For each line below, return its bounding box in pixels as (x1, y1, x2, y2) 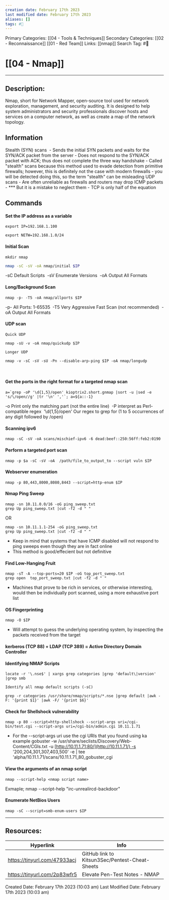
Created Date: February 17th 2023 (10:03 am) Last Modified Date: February (5, 883, 161, 890)
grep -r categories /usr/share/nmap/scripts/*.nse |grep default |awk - (5, 693, 161, 699)
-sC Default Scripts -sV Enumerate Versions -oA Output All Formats (5, 273, 147, 279)
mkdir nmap (5, 254, 28, 259)
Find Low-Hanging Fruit (5, 560, 56, 566)
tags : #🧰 (5, 21, 24, 27)
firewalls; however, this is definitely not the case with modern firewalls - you (5, 168, 162, 174)
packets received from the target (12, 632, 81, 638)
